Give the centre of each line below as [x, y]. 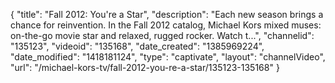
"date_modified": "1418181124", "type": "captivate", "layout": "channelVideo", [168, 57]
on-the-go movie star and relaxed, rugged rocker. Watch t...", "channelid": [162, 35]
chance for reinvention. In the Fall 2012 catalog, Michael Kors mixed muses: [166, 25]
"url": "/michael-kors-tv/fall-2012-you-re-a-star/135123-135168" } [145, 67]
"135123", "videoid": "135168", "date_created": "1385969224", [137, 46]
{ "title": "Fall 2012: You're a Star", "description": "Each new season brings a [167, 14]
